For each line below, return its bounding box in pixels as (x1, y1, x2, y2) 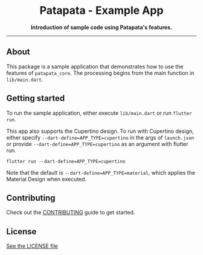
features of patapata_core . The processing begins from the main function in (6, 69, 195, 76)
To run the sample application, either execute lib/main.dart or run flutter (6, 109, 192, 117)
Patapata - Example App (39, 4, 164, 18)
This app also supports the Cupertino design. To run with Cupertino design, (6, 127, 195, 135)
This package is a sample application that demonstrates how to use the (6, 63, 184, 70)
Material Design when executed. (6, 175, 86, 182)
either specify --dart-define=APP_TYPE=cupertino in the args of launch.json (6, 134, 195, 141)
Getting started (6, 93, 65, 103)
